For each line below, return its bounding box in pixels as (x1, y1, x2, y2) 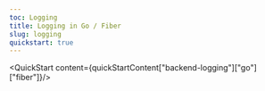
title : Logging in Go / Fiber (9, 21, 122, 30)
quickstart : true (9, 37, 74, 47)
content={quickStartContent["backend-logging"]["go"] (54, 62, 257, 73)
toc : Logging (9, 12, 58, 22)
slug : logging (9, 29, 62, 38)
